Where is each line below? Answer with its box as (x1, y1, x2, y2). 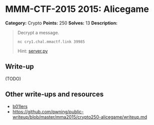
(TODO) (5, 76, 21, 82)
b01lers (12, 103, 28, 109)
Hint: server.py (17, 48, 48, 54)
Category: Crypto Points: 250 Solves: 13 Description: (5, 20, 118, 26)
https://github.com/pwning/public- (12, 109, 84, 115)
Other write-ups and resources (5, 90, 104, 99)
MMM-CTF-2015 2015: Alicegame (5, 3, 149, 15)
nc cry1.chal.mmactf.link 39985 (17, 39, 85, 44)
